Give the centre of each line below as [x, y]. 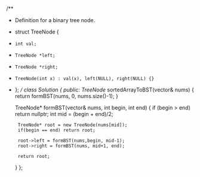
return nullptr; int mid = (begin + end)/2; [64, 114]
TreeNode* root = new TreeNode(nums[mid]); [73, 125]
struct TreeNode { [37, 32]
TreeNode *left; [35, 56]
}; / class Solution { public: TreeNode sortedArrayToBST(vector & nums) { [104, 90]
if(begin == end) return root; [56, 130]
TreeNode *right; [36, 67]
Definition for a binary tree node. [55, 20]
